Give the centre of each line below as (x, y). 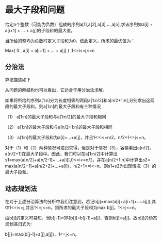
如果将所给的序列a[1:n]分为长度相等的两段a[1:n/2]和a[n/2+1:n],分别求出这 (78, 100)
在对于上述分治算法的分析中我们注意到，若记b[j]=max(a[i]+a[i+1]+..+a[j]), (78, 201)
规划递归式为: (19, 224)
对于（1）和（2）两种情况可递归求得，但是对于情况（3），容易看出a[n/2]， (79, 147)
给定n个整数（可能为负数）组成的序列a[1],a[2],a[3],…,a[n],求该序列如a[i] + (79, 24)
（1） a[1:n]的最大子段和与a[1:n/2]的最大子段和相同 (56, 117)
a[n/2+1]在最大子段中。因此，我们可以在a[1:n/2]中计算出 (61, 154)
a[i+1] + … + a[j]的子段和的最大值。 (40, 30)
